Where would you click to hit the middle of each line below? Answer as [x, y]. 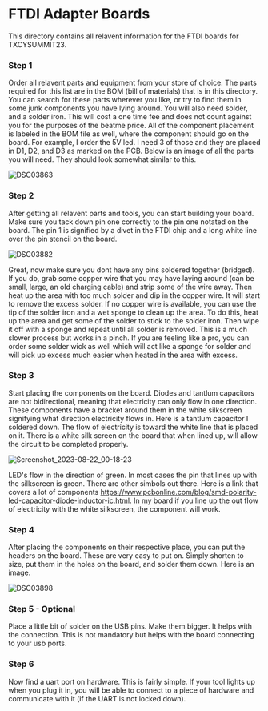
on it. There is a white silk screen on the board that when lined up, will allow [133, 435]
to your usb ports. [38, 643]
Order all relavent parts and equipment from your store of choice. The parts [133, 83]
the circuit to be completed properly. [68, 444]
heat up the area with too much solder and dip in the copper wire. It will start [134, 295]
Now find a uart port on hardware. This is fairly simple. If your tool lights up [132, 681]
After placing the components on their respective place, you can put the [127, 547]
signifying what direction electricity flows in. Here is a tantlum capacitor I [128, 418]
